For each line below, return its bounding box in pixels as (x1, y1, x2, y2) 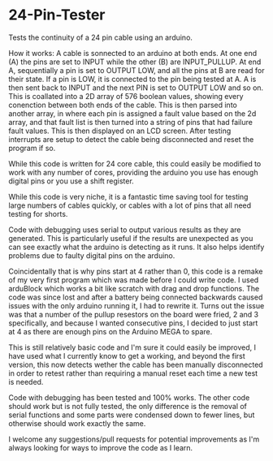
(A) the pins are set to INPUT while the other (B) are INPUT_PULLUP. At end (8, 57, 262, 67)
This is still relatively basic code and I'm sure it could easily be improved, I (8, 343, 257, 352)
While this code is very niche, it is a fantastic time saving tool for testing (8, 192, 249, 201)
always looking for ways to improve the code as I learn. (8, 442, 193, 452)
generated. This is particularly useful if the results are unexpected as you (8, 233, 253, 243)
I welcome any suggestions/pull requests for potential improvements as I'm (8, 434, 260, 444)
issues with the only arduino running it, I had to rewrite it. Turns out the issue (8, 300, 265, 310)
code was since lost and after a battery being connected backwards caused (8, 292, 263, 302)
